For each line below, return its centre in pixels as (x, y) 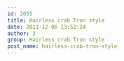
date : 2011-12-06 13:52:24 (47, 27)
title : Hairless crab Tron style (56, 20)
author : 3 (22, 33)
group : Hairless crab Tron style (56, 40)
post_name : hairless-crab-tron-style (62, 46)
